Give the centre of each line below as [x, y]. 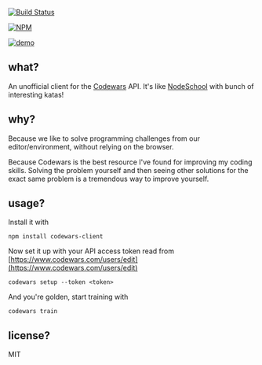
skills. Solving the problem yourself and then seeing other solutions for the [128, 170]
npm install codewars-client [56, 237]
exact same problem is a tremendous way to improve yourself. [109, 179]
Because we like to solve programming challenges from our [104, 138]
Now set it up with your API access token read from [91, 251]
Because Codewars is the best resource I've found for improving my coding [130, 162]
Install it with [29, 222]
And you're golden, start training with [68, 297]
